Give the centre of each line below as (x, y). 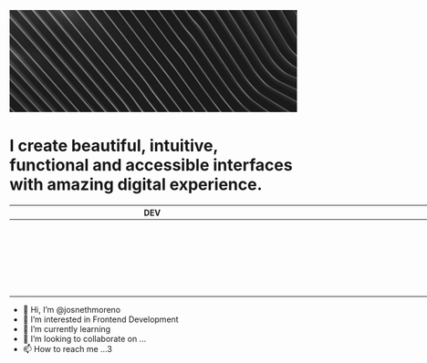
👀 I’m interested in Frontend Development (101, 319)
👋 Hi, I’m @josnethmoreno (72, 309)
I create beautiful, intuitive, (114, 146)
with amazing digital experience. (136, 185)
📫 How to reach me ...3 (67, 348)
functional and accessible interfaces (151, 166)
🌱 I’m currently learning (67, 328)
